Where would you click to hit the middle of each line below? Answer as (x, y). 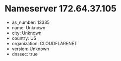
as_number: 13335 (31, 22)
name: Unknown (29, 27)
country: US (24, 38)
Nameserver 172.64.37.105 (61, 9)
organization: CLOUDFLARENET (44, 43)
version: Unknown (30, 49)
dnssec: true (25, 54)
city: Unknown (27, 33)
